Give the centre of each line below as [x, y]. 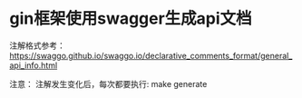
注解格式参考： [37, 45]
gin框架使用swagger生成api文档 [131, 19]
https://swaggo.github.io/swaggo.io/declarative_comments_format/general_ [151, 55]
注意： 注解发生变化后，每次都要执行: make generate [108, 83]
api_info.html [34, 65]
